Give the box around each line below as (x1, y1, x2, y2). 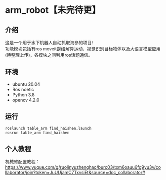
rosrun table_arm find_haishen (5, 130, 70, 135)
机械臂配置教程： (5, 159, 40, 165)
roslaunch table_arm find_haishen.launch (5, 126, 92, 131)
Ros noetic (12, 86, 35, 92)
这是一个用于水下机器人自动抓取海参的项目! (5, 40, 93, 45)
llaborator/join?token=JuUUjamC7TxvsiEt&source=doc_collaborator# (5, 170, 146, 176)
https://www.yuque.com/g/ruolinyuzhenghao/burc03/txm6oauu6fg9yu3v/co (5, 164, 161, 170)
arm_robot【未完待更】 (5, 4, 101, 16)
